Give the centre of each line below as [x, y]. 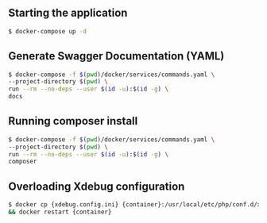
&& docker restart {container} [60, 212]
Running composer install [73, 121]
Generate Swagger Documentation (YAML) [116, 56]
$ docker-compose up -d [48, 31]
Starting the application [68, 13]
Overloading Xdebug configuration [97, 186]
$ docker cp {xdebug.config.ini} [64, 205]
